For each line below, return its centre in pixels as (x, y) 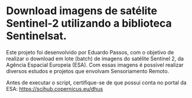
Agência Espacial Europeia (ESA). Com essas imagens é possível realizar (95, 65)
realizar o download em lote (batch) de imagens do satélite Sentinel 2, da (95, 58)
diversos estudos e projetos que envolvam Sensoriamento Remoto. (88, 71)
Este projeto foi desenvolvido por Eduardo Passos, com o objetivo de (90, 52)
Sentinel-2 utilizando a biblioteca (89, 23)
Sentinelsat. (36, 36)
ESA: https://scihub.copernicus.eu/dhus (55, 89)
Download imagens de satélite (82, 11)
